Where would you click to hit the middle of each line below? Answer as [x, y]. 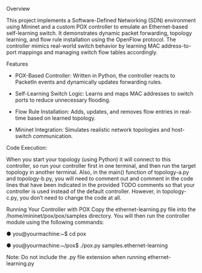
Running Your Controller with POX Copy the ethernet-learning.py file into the [101, 209]
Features [17, 64]
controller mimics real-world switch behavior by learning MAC [83, 46]
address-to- [176, 46]
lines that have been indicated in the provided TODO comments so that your [100, 185]
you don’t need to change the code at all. [71, 198]
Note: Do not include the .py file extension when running [76, 257]
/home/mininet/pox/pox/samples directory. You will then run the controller [98, 216]
